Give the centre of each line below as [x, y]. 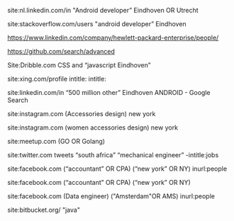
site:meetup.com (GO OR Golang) [56, 141]
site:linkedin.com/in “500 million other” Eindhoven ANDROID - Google [109, 92]
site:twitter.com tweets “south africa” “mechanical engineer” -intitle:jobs [113, 155]
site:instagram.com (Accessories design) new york [82, 114]
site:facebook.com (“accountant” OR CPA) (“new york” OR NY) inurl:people [117, 169]
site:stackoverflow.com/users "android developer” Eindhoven [97, 24]
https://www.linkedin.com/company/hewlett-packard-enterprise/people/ [113, 38]
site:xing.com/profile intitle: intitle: [57, 79]
